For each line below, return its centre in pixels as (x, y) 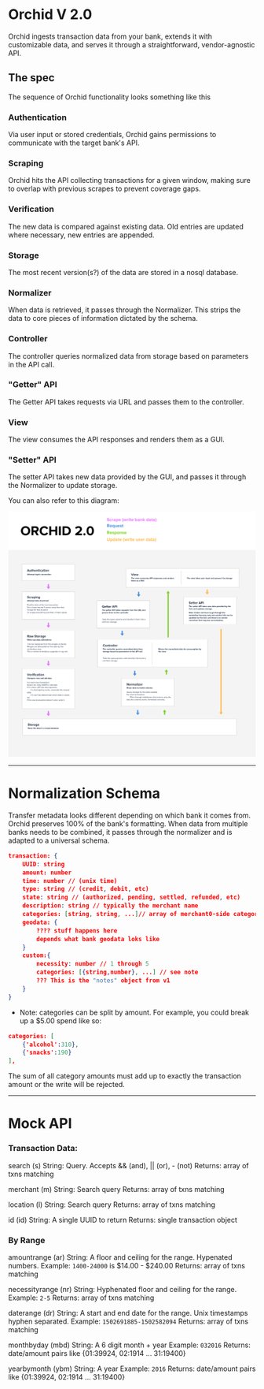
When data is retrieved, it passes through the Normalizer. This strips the (125, 310)
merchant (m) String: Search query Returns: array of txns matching (117, 1189)
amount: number (47, 873)
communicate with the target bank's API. (74, 143)
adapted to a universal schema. (59, 840)
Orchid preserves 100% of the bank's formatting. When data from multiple (128, 823)
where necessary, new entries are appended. (81, 235)
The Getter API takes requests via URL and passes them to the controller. (126, 402)
